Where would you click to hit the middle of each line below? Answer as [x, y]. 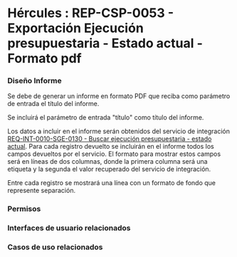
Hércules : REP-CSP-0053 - [91, 13]
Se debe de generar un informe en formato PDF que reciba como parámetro [119, 96]
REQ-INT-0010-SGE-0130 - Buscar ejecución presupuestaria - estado [110, 139]
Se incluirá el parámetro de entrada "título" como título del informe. [106, 117]
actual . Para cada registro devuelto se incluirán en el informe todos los [111, 147]
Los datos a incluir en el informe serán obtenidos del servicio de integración [118, 131]
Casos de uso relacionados [55, 247]
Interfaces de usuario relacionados [69, 228]
